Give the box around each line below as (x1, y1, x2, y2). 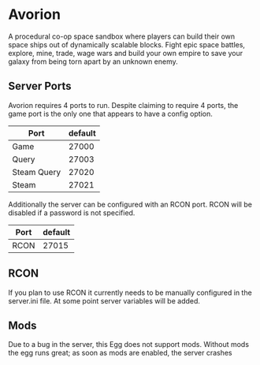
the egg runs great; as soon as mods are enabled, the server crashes (8, 348, 232, 358)
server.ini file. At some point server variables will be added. (8, 296, 201, 305)
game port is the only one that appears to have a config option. (8, 109, 213, 118)
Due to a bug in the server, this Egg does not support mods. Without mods (8, 340, 250, 349)
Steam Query (12, 166, 61, 177)
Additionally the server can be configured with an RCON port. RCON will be (8, 199, 252, 209)
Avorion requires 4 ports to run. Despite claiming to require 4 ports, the (8, 100, 239, 110)
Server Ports (8, 80, 72, 93)
